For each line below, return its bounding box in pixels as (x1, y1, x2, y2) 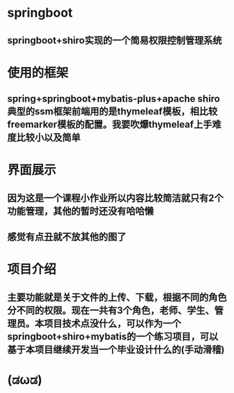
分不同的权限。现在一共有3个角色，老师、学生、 (7, 305, 214, 316)
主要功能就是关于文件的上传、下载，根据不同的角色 (7, 291, 227, 303)
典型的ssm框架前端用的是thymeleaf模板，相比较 (7, 106, 218, 118)
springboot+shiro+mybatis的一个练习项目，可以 (7, 330, 219, 342)
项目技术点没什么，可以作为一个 (43, 317, 181, 329)
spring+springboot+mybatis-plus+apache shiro (7, 93, 221, 105)
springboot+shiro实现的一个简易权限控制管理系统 (7, 34, 222, 46)
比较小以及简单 (16, 132, 81, 144)
